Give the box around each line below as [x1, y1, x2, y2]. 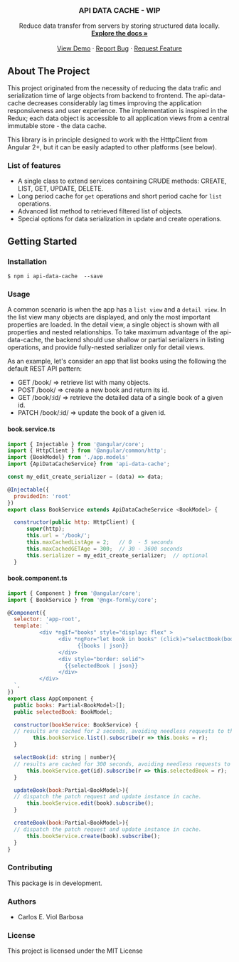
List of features [7, 161, 62, 171]
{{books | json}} [77, 642, 129, 649]
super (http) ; [26, 525, 65, 533]
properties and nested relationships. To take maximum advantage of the [7, 328, 218, 337]
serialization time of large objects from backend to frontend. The [7, 91, 197, 100]
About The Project [7, 65, 90, 77]
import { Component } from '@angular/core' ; [7, 589, 142, 597]
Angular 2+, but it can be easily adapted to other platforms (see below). [7, 143, 217, 152]
